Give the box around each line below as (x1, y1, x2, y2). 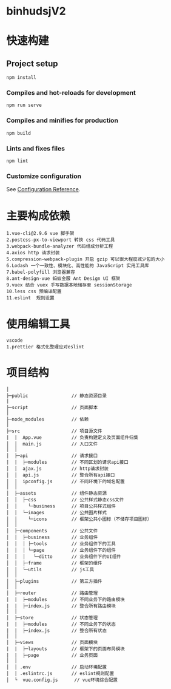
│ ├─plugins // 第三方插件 (6, 579, 102, 585)
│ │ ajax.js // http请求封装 (6, 466, 109, 472)
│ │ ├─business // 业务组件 (6, 534, 98, 541)
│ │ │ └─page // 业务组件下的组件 (6, 548, 116, 554)
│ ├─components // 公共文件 (6, 528, 98, 534)
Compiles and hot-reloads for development (6, 89, 136, 97)
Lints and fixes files (6, 144, 65, 152)
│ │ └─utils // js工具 (6, 566, 95, 573)
